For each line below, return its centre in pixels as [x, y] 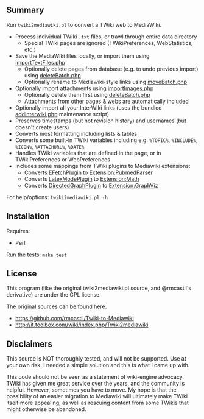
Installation [28, 217]
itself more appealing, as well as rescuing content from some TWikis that [97, 403]
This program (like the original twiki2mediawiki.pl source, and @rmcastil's [99, 288]
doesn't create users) [42, 127]
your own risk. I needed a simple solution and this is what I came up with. [98, 365]
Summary [25, 10]
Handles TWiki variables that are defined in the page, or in [88, 153]
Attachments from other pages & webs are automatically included [106, 101]
